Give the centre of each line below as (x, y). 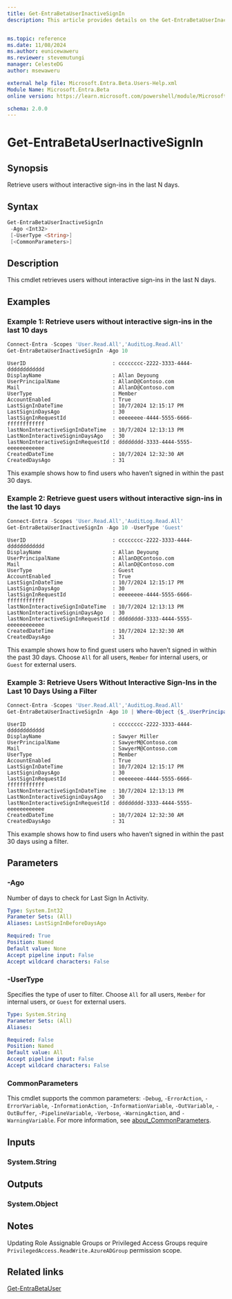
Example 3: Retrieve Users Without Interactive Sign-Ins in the (112, 682)
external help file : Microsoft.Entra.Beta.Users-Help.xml (92, 83)
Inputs (21, 1142)
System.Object (33, 1204)
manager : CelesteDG (35, 64)
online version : (30, 96)
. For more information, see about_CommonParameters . (133, 1121)
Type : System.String (37, 1014)
